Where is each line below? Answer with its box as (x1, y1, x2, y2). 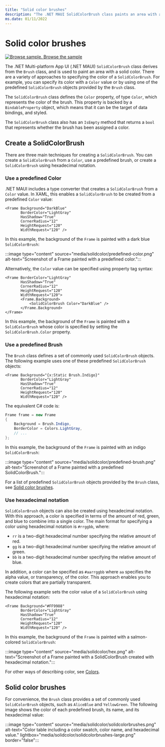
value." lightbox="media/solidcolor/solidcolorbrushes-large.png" (5, 732, 136, 738)
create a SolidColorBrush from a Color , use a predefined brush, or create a (5, 157, 156, 163)
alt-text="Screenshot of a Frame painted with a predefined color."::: (5, 256, 141, 262)
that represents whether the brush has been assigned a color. (5, 124, 130, 131)
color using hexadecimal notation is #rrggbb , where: (5, 523, 110, 529)
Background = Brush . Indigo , (14, 421, 71, 427)
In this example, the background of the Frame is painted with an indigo (5, 444, 146, 450)
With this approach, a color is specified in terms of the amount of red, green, (5, 513, 160, 519)
